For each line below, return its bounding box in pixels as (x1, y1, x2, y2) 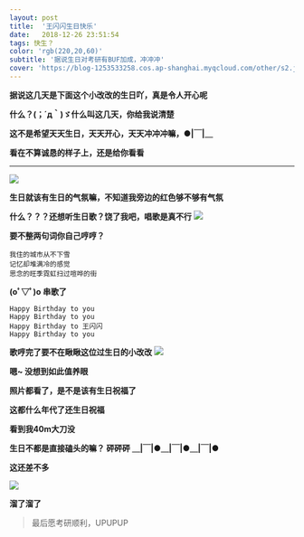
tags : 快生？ (9, 38, 54, 48)
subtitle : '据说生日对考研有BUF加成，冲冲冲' (9, 55, 165, 64)
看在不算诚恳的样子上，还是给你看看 (9, 146, 145, 158)
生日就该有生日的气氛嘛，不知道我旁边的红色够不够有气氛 (9, 192, 223, 203)
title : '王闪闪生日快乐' (9, 22, 98, 31)
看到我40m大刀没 (9, 423, 75, 434)
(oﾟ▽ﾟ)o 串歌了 (9, 286, 67, 297)
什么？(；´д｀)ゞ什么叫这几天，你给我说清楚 (9, 108, 175, 119)
